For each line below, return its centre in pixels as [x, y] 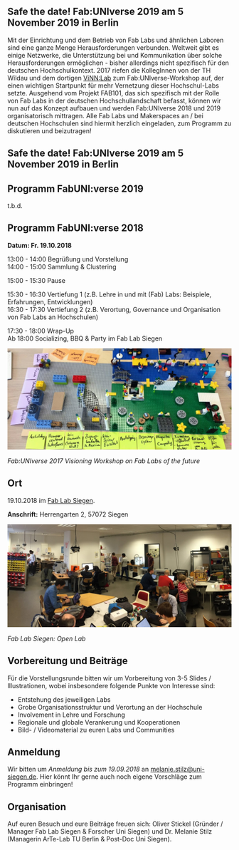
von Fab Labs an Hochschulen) [53, 317]
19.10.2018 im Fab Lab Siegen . [51, 500]
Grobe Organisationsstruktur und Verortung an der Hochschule [110, 707]
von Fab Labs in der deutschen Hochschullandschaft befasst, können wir [115, 100]
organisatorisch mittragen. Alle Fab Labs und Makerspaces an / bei [106, 115]
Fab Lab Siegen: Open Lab [47, 638]
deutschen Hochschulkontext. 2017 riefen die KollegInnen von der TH [109, 70]
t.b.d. [15, 206]
